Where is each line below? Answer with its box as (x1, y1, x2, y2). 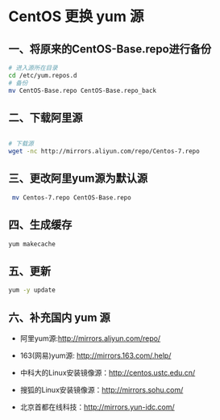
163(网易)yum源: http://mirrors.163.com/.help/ (19, 351, 172, 360)
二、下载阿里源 (8, 111, 83, 124)
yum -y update (8, 286, 56, 295)
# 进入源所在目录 (8, 64, 58, 72)
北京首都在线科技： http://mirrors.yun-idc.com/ (19, 401, 175, 412)
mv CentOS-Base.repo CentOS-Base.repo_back (8, 86, 157, 94)
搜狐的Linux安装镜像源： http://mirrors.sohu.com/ (19, 384, 184, 394)
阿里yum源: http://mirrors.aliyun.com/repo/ (19, 333, 161, 343)
